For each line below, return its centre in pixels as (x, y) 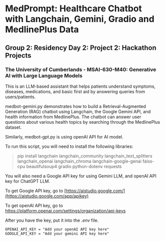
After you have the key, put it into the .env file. (52, 220)
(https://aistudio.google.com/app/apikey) (47, 196)
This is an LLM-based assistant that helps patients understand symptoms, (80, 86)
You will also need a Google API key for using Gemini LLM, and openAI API (81, 176)
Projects (18, 55)
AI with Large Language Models (44, 75)
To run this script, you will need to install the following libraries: (69, 146)
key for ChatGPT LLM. (28, 181)
